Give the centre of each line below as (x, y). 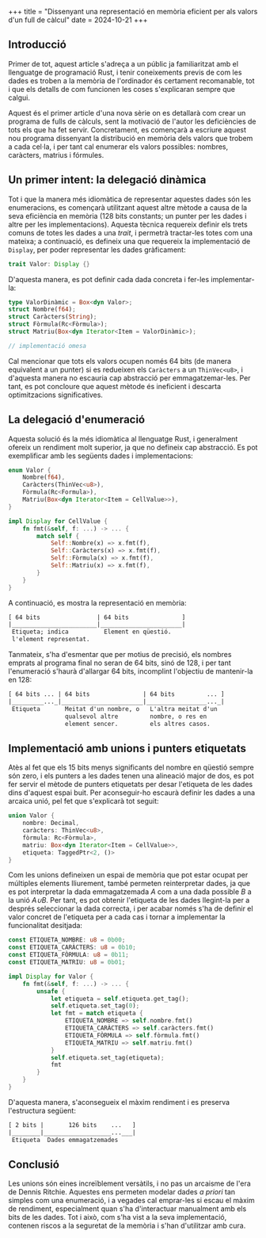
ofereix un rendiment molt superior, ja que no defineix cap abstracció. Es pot (133, 447)
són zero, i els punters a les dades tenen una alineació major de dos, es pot (131, 776)
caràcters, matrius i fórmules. (56, 155)
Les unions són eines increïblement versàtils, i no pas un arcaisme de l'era (129, 1183)
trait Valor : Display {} (49, 264)
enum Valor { (30, 470)
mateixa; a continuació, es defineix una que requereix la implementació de (129, 241)
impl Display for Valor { (51, 976)
